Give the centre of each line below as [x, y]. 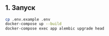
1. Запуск [20, 8]
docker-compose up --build [33, 24]
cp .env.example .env [28, 19]
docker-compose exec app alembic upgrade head [55, 28]
